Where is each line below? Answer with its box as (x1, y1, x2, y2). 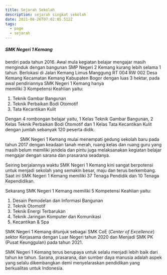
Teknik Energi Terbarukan (12, 208, 66, 214)
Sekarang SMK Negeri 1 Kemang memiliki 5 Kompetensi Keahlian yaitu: (5, 188, 151, 194)
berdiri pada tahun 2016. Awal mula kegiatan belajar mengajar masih (5, 59, 146, 65)
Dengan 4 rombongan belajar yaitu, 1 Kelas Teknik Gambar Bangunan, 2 (5, 116, 153, 122)
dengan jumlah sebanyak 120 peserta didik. (5, 126, 95, 132)
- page (10, 26, 24, 31)
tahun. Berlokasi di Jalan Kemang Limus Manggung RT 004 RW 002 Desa (5, 69, 157, 75)
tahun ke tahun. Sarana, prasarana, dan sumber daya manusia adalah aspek (5, 254, 162, 260)
